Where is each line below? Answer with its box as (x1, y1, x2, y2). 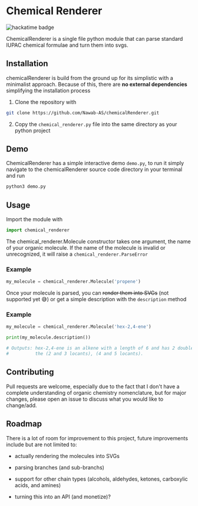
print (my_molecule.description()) (6, 334, 91, 341)
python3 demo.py (6, 183, 46, 190)
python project (14, 127, 51, 134)
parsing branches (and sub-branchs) (14, 463, 105, 471)
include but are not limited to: (6, 441, 77, 448)
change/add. (6, 401, 37, 409)
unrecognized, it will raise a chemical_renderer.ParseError (6, 250, 148, 257)
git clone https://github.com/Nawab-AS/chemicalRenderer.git (6, 109, 160, 116)
